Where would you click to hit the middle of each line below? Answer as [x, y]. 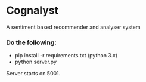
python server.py [36, 62]
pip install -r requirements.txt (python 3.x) [66, 56]
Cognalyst [32, 10]
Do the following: [31, 42]
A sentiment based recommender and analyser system [73, 27]
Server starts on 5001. [33, 74]
